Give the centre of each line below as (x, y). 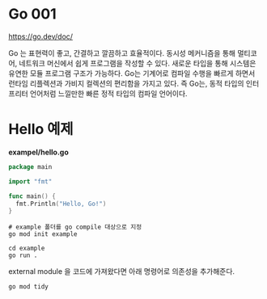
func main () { (32, 196)
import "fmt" (30, 181)
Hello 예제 (41, 129)
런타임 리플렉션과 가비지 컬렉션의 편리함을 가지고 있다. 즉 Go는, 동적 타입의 (126, 83)
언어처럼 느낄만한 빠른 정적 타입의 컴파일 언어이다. (108, 93)
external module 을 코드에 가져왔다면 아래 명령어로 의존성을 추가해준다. (122, 272)
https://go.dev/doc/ (41, 36)
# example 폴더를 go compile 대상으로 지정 (75, 227)
